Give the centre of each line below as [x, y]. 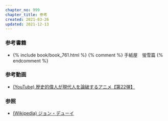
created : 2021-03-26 [27, 19]
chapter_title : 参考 [26, 15]
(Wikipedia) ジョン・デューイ [43, 113]
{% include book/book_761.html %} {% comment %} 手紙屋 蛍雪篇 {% [88, 55]
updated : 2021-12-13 [27, 24]
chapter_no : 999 [22, 10]
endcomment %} [30, 60]
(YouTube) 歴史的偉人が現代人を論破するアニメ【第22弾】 [74, 86]
